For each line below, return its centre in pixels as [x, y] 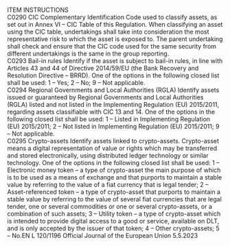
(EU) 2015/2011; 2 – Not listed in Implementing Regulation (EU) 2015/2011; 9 [113, 126]
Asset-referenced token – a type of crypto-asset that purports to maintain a [114, 192]
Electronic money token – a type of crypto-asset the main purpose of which [114, 170]
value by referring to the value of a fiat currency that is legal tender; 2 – [108, 185]
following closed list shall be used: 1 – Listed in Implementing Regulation [109, 119]
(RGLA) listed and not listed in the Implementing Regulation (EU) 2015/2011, [113, 104]
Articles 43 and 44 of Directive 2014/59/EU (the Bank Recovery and [103, 68]
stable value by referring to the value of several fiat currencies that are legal [114, 199]
